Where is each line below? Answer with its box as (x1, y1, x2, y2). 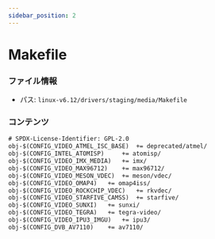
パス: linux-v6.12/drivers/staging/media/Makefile (19, 95, 188, 104)
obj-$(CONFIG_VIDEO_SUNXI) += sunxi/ (8, 201, 140, 210)
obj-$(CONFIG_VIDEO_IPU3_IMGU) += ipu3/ (8, 216, 151, 224)
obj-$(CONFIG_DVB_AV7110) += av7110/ (8, 223, 144, 231)
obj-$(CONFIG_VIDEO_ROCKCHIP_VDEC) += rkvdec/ (8, 187, 172, 195)
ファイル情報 (8, 75, 58, 86)
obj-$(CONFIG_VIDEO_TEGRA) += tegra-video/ (8, 209, 161, 217)
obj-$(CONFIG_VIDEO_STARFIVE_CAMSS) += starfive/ (8, 194, 179, 202)
